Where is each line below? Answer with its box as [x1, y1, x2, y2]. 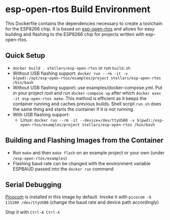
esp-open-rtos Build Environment [5, 4, 151, 15]
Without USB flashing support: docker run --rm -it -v [12, 70, 128, 76]
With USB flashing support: [12, 111, 70, 117]
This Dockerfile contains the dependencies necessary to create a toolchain [5, 20, 163, 26]
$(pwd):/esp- [136, 118, 164, 123]
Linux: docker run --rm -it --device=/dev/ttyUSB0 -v [20, 117, 135, 123]
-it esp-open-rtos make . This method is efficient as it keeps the [12, 95, 147, 101]
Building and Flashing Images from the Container [5, 136, 164, 145]
